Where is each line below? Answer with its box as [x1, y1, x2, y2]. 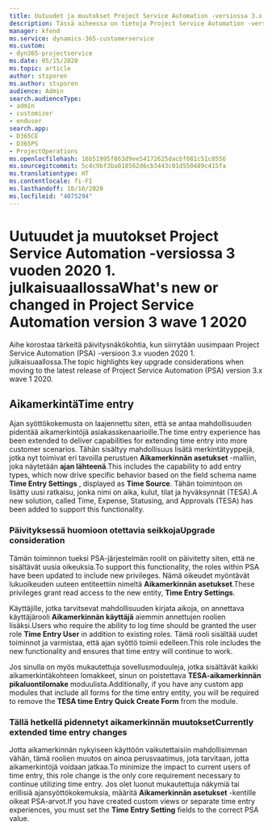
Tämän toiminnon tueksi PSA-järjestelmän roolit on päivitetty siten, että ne [9, 553, 255, 562]
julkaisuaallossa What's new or [9, 278, 219, 297]
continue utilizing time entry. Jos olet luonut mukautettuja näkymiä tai [9, 779, 241, 789]
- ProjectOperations [9, 147, 79, 155]
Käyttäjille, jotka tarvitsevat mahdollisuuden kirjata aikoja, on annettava [9, 603, 245, 613]
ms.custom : [9, 42, 46, 50]
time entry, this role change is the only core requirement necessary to [9, 770, 241, 780]
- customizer [9, 110, 53, 118]
